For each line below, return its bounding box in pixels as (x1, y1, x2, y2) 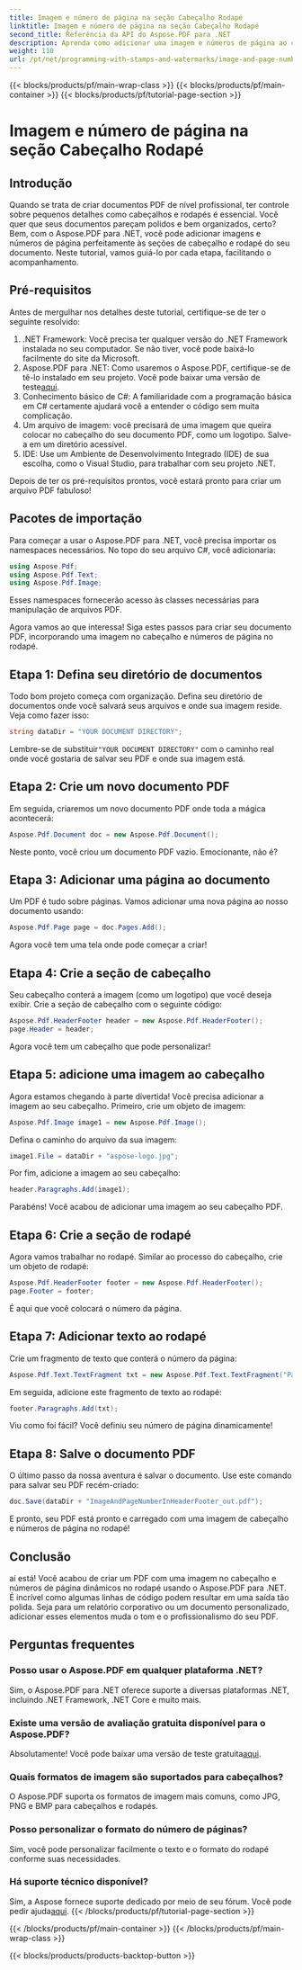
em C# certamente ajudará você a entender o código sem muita (22, 400, 260, 411)
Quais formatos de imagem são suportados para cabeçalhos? (9, 1770, 284, 1783)
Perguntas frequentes (9, 1637, 135, 1652)
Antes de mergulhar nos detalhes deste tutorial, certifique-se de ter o (9, 307, 267, 318)
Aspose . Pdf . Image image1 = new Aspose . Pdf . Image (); (9, 1117, 207, 1127)
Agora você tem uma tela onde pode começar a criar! (9, 939, 208, 950)
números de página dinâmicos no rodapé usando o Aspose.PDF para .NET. (9, 1582, 287, 1593)
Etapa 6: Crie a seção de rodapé (9, 1227, 191, 1242)
